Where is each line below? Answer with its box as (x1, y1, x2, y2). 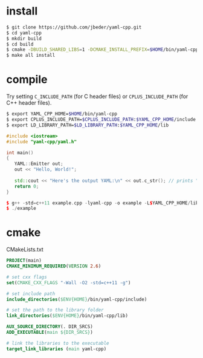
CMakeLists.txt (6, 246, 43, 253)
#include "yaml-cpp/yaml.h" (6, 138, 77, 145)
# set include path (6, 290, 56, 297)
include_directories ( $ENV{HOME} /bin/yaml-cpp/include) (6, 296, 147, 302)
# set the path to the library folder (6, 307, 104, 313)
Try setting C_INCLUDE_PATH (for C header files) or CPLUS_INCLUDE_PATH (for (6, 93, 188, 100)
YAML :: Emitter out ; (14, 161, 63, 167)
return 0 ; (14, 183, 39, 189)
